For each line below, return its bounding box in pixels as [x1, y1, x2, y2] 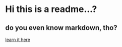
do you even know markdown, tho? [5, 23, 117, 32]
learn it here [5, 36, 30, 42]
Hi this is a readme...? [5, 3, 97, 15]
